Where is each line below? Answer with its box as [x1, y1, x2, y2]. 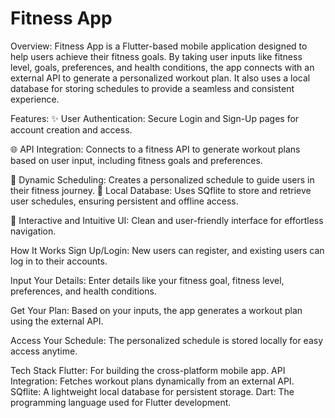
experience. [10, 93, 60, 105]
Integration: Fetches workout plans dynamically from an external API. [10, 375, 295, 387]
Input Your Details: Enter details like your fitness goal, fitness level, [10, 274, 285, 286]
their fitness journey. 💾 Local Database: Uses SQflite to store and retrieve [10, 184, 312, 196]
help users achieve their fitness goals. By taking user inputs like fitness [10, 50, 303, 62]
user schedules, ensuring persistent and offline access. [10, 195, 239, 207]
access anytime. [10, 345, 78, 357]
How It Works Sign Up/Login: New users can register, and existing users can [10, 244, 325, 256]
